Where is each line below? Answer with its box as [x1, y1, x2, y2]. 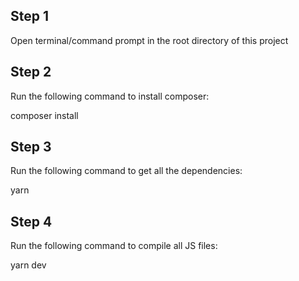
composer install [10, 109, 79, 121]
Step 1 [10, 8, 50, 25]
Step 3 [10, 139, 52, 156]
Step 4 [10, 213, 53, 230]
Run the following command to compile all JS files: [10, 240, 218, 252]
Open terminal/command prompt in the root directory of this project [10, 34, 289, 46]
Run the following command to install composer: [10, 90, 210, 102]
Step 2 [10, 64, 52, 81]
